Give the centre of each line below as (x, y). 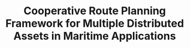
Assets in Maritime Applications (95, 36)
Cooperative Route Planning (95, 11)
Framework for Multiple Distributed (95, 23)
